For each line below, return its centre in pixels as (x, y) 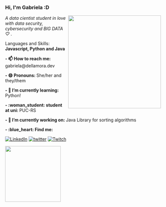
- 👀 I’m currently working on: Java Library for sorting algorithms (71, 120)
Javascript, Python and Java (35, 49)
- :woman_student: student (34, 105)
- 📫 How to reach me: (28, 59)
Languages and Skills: (27, 44)
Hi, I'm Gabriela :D (27, 7)
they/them (16, 81)
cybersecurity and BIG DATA (34, 29)
